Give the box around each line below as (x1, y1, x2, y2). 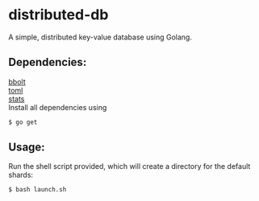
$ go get (8, 118, 38, 126)
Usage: (8, 141, 46, 154)
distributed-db (8, 6, 109, 24)
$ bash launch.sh (8, 186, 67, 194)
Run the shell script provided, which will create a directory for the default (8, 162, 251, 171)
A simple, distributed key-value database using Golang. (8, 32, 192, 42)
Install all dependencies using (8, 102, 107, 112)
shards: (8, 170, 34, 180)
